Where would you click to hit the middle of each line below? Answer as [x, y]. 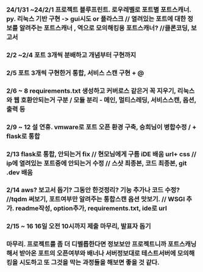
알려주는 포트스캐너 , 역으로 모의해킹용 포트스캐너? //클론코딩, [105, 27]
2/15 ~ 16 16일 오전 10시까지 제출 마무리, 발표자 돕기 [79, 226]
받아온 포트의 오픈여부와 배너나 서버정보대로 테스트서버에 [98, 253]
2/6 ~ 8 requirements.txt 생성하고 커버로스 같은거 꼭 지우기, [91, 91]
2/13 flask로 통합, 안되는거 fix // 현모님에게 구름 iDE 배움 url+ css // [101, 154]
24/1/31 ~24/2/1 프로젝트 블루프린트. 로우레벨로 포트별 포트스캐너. [99, 9]
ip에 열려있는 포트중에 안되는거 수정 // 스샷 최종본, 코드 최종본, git [97, 163]
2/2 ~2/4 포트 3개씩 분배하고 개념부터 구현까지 [71, 55]
